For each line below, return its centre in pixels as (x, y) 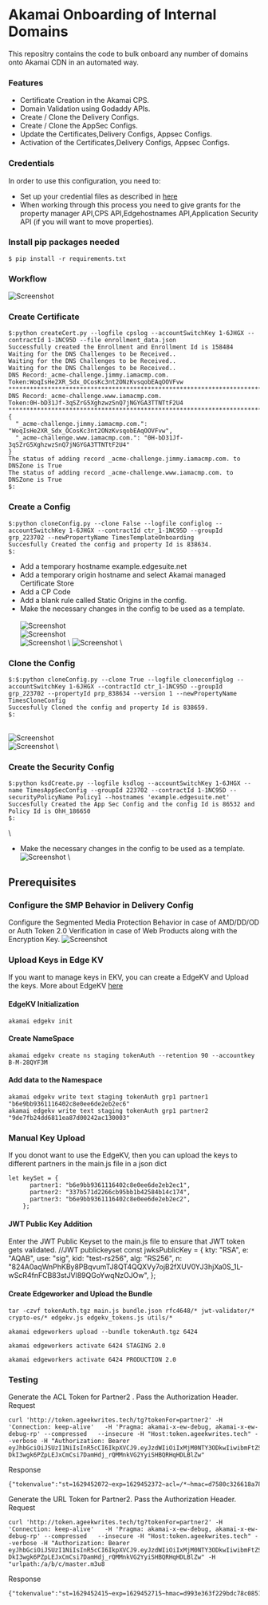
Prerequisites (42, 882)
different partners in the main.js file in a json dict (88, 1164)
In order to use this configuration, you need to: (85, 180)
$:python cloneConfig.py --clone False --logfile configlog (110, 523)
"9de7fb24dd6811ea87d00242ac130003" (69, 1118)
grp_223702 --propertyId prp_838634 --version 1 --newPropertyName (123, 694)
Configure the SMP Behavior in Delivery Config (101, 905)
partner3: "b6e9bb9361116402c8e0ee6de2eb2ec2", (110, 1199)
